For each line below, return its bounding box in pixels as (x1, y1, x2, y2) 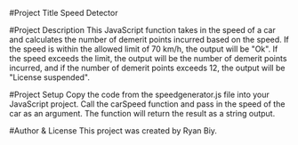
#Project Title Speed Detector (9, 8, 118, 18)
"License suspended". (9, 72, 91, 83)
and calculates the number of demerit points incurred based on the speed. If (9, 35, 289, 44)
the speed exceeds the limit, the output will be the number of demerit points (9, 53, 287, 63)
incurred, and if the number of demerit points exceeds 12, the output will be (9, 62, 286, 73)
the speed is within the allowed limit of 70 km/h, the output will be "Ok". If (9, 44, 278, 54)
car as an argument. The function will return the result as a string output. (9, 109, 276, 118)
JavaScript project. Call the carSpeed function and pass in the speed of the (9, 99, 286, 109)
